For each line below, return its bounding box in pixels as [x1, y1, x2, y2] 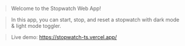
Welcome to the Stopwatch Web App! [11, 5, 102, 12]
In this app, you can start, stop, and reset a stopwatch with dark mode [11, 16, 180, 23]
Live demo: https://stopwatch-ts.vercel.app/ [11, 34, 117, 40]
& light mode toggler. [11, 23, 62, 29]
